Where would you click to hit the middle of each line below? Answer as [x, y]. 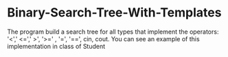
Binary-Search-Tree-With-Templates [114, 13]
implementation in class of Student [56, 46]
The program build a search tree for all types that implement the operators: [113, 32]
